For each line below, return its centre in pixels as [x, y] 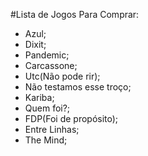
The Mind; [46, 140]
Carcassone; [51, 65]
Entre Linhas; [52, 129]
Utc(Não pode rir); [62, 76]
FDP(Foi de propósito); [71, 118]
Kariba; [39, 97]
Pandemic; [47, 55]
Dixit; [35, 44]
